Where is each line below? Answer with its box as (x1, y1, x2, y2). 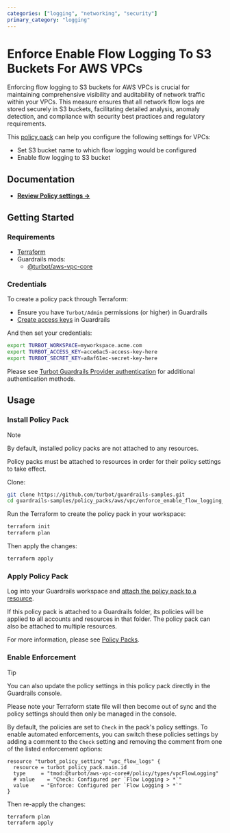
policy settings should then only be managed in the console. (7, 709, 177, 718)
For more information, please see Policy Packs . (7, 635, 140, 644)
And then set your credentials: (7, 329, 92, 337)
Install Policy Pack (7, 415, 69, 425)
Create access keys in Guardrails (16, 316, 111, 324)
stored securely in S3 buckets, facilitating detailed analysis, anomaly (7, 105, 200, 113)
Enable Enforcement (7, 653, 77, 662)
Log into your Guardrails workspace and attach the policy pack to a (7, 587, 196, 596)
